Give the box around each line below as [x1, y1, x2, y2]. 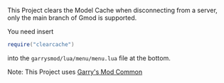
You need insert [7, 28, 54, 35]
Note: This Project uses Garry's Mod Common [7, 67, 143, 76]
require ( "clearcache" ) [7, 41, 75, 48]
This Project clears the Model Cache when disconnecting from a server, [7, 6, 218, 14]
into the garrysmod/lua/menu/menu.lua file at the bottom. [7, 53, 171, 62]
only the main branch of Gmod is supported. [7, 13, 137, 22]
